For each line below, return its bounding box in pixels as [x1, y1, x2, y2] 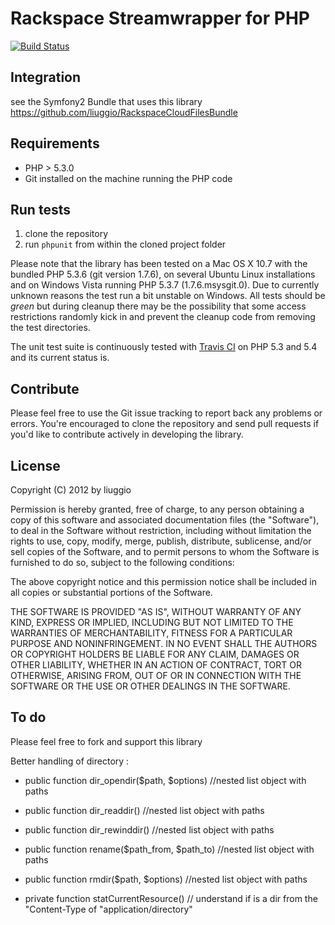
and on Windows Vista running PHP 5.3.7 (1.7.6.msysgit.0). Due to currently [10, 279, 320, 291]
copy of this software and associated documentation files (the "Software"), [10, 514, 320, 526]
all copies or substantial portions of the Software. [10, 587, 213, 598]
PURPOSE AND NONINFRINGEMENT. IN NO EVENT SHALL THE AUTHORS [10, 638, 318, 649]
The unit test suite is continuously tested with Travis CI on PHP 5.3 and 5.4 [10, 341, 318, 353]
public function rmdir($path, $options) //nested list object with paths [24, 873, 308, 885]
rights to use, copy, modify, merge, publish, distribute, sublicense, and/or [10, 535, 312, 547]
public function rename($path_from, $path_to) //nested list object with [24, 843, 315, 855]
